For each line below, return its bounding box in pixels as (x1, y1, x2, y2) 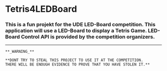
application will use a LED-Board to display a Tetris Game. (5, 27, 147, 34)
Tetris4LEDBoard (5, 3, 77, 15)
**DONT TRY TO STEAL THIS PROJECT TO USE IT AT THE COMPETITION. (5, 58, 143, 63)
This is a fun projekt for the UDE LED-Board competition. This (5, 21, 156, 28)
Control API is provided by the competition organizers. (20, 34, 155, 40)
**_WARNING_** (5, 49, 35, 54)
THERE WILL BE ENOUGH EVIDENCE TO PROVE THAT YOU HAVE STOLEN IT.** (5, 62, 150, 67)
